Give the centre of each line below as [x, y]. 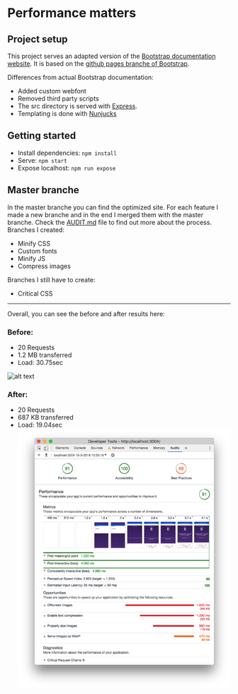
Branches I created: [36, 230]
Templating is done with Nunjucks [67, 114]
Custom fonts [38, 251]
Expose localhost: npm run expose [67, 168]
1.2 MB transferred [45, 354]
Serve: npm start [42, 160]
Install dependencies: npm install [67, 153]
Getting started [42, 136]
